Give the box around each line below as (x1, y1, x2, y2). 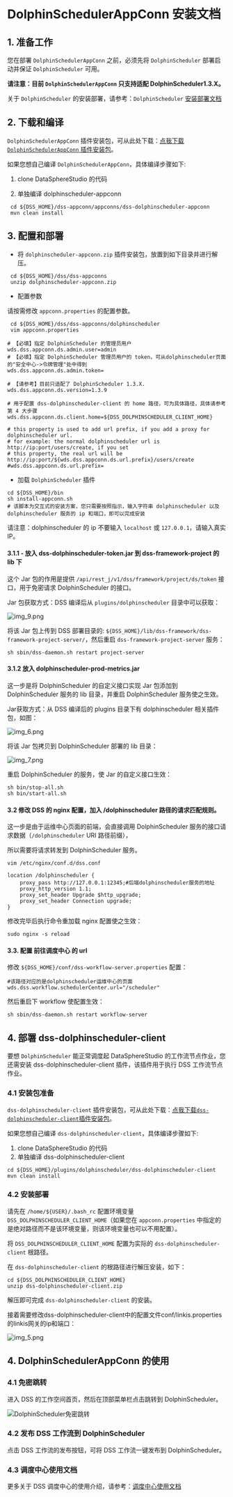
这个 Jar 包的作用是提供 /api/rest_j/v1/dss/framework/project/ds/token (7, 574, 217, 583)
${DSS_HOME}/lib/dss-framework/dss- (105, 627, 212, 634)
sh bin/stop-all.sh (7, 784, 64, 791)
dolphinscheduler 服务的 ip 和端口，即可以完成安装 (7, 510, 145, 517)
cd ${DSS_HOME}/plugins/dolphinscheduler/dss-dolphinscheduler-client (7, 1166, 216, 1173)
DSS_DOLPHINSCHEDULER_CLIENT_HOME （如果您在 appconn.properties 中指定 (7, 1216, 216, 1224)
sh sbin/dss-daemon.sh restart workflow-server (7, 1011, 148, 1019)
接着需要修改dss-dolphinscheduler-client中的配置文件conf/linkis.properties (7, 1310, 223, 1319)
